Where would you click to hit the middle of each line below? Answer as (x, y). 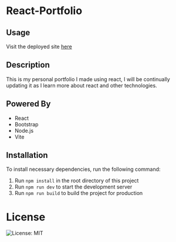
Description (28, 65)
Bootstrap (26, 124)
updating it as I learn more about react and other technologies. (82, 85)
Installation (27, 155)
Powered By (28, 104)
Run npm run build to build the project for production (79, 193)
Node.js (24, 130)
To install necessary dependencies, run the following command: (83, 169)
